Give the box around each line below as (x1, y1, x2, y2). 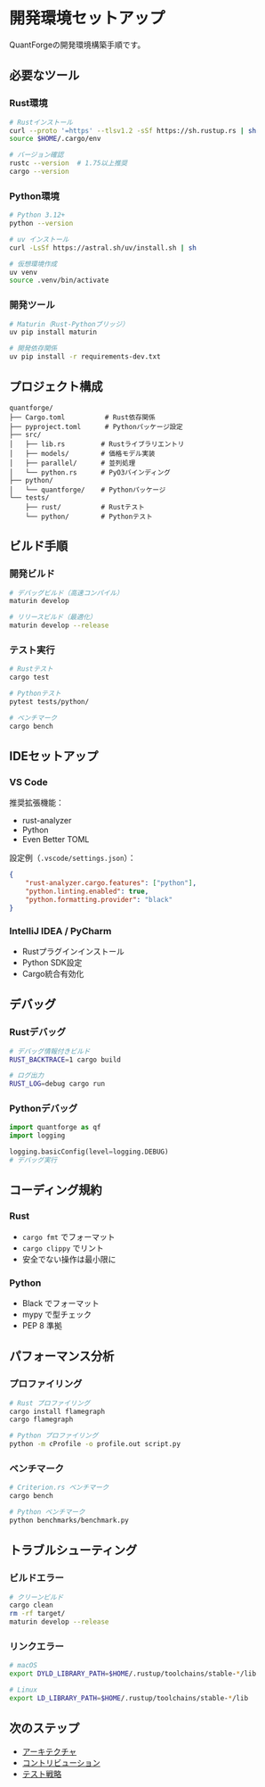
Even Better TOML (21, 834, 90, 845)
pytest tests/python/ (9, 698, 90, 707)
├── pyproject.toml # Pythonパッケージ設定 (9, 422, 184, 431)
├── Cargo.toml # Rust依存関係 (9, 412, 156, 422)
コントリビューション (21, 1757, 100, 1767)
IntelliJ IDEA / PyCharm (9, 924, 112, 937)
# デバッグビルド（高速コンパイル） (9, 588, 124, 598)
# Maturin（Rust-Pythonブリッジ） (9, 319, 129, 328)
